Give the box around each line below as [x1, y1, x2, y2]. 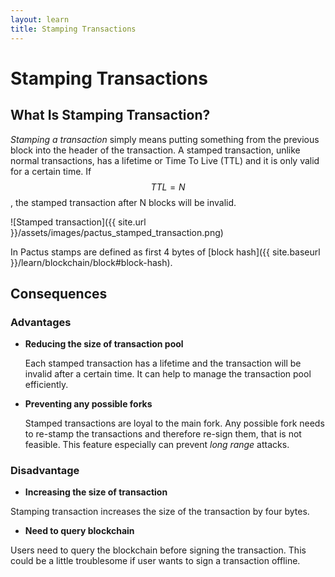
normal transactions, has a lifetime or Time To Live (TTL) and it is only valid [10, 154, 320, 166]
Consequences [10, 285, 108, 302]
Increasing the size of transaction [24, 486, 168, 498]
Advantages [10, 315, 72, 329]
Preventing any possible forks [24, 398, 153, 410]
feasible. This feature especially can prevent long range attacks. [24, 439, 290, 451]
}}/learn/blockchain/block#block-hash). [10, 256, 173, 268]
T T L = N [150, 181, 186, 193]
